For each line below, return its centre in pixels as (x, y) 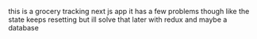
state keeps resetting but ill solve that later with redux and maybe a (118, 19)
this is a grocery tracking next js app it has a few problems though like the (129, 11)
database (24, 28)
